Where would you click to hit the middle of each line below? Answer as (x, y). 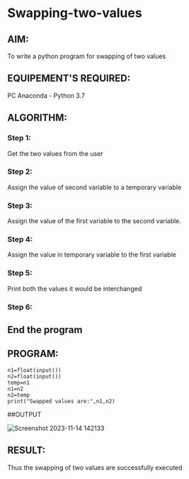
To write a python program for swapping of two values (87, 56)
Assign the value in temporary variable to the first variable (92, 255)
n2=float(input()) (34, 376)
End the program (45, 330)
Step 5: (20, 273)
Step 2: (20, 171)
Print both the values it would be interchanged (75, 288)
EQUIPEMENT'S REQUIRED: (69, 78)
